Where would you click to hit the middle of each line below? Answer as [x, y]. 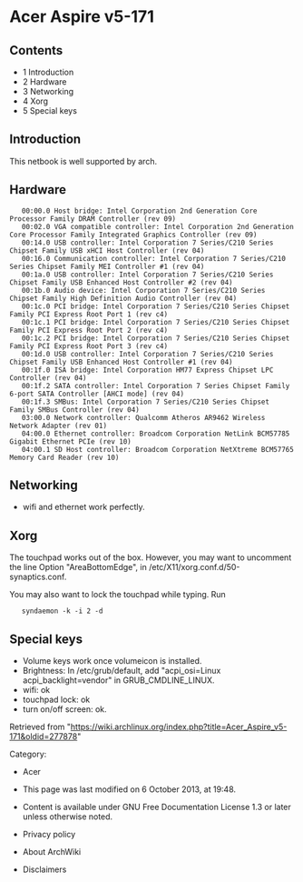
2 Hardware [44, 82]
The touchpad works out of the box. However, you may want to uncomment [151, 557]
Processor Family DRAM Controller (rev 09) [93, 219]
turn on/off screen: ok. [64, 709]
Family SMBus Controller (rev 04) [75, 410]
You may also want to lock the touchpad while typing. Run [118, 595]
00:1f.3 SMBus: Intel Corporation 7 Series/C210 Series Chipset [146, 402]
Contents [36, 50]
